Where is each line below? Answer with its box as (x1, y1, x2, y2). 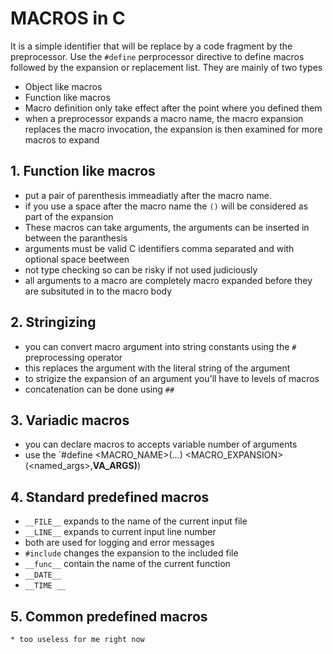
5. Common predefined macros (10, 608, 208, 625)
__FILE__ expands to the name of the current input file (24, 515, 248, 527)
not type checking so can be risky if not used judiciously (24, 263, 258, 276)
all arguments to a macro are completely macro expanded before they (24, 274, 313, 286)
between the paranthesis (24, 232, 128, 244)
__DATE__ (24, 570, 62, 581)
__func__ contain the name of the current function (24, 558, 231, 570)
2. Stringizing (10, 314, 97, 331)
